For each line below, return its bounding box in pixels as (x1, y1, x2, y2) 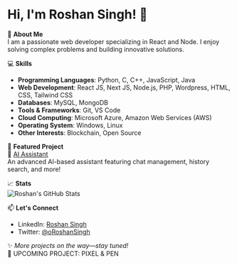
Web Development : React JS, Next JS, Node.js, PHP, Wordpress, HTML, (17, 83, 231, 92)
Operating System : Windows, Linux (17, 121, 123, 129)
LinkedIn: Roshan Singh (17, 220, 87, 228)
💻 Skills (7, 59, 32, 67)
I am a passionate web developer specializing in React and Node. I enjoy (7, 37, 220, 45)
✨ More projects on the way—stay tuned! (7, 241, 129, 249)
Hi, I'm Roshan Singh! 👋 (7, 6, 148, 23)
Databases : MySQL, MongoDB (17, 98, 109, 107)
